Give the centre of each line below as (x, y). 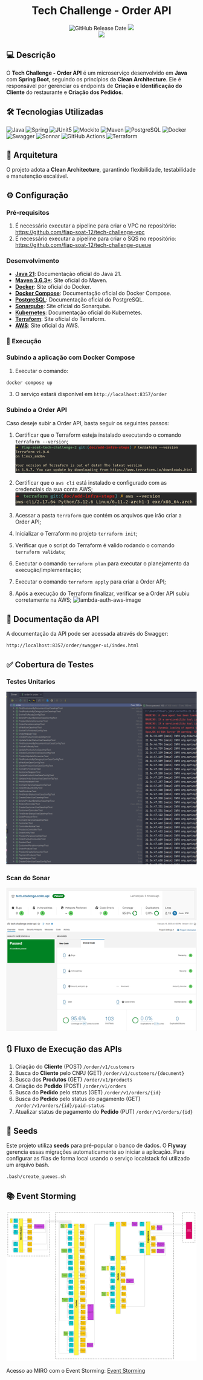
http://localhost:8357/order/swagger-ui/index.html (72, 646)
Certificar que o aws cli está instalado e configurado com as (91, 482)
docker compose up (29, 383)
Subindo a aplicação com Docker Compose (71, 357)
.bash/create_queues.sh (36, 1177)
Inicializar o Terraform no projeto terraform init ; (76, 534)
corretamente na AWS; (43, 600)
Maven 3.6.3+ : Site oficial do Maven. (61, 280)
